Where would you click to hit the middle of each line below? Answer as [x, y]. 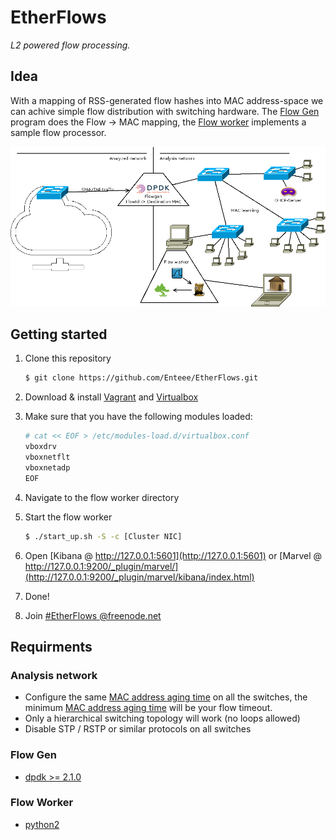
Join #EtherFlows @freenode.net [93, 615]
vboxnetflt [47, 457]
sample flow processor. [58, 132]
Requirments [51, 646]
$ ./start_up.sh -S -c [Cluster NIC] [103, 536]
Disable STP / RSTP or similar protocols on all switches [138, 729]
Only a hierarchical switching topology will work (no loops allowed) [162, 718]
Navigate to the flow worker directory [102, 497]
